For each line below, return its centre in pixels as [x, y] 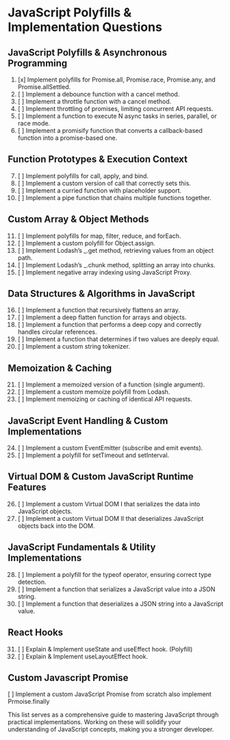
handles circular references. [57, 332]
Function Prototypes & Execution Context [98, 159]
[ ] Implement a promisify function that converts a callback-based [110, 131]
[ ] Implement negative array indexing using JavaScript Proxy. [104, 272]
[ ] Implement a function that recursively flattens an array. [99, 310]
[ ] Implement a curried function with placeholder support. [100, 190]
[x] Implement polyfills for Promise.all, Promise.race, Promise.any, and [117, 79]
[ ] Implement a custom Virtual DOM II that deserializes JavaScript [111, 518]
